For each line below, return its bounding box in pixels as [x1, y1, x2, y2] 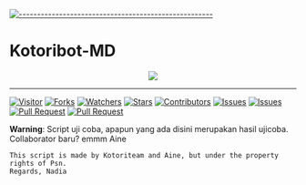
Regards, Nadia [9, 167, 67, 176]
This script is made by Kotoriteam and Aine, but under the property [9, 150, 280, 159]
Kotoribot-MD [9, 41, 117, 61]
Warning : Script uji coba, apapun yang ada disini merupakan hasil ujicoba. [9, 123, 289, 134]
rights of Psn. [9, 159, 67, 168]
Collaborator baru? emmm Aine [9, 133, 127, 144]
